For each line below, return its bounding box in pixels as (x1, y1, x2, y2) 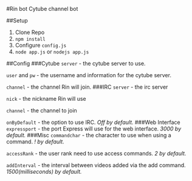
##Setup (6, 17, 29, 24)
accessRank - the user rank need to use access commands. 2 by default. (6, 150, 187, 157)
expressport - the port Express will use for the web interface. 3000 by (6, 125, 182, 132)
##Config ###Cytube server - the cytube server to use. (6, 60, 146, 67)
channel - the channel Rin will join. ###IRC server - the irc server (6, 83, 168, 90)
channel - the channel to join (6, 107, 77, 114)
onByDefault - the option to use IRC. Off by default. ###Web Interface (6, 118, 180, 126)
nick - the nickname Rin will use (6, 95, 86, 102)
